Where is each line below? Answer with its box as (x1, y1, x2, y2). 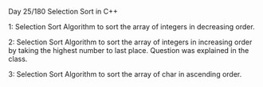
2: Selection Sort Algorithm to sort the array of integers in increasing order (8, 37, 253, 47)
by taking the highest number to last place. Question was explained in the (8, 46, 249, 55)
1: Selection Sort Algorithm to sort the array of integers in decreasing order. (8, 22, 255, 31)
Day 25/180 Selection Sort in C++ (8, 7, 118, 16)
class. (8, 55, 28, 63)
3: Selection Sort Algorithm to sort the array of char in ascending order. (8, 70, 242, 78)
